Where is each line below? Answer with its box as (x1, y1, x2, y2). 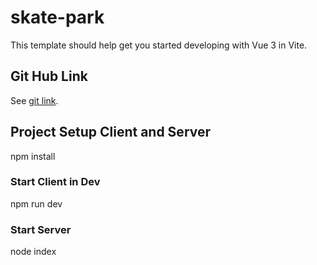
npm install (10, 150, 56, 162)
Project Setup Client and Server (10, 124, 212, 141)
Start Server (10, 222, 72, 236)
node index (10, 246, 57, 258)
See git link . (10, 94, 59, 106)
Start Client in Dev (10, 175, 101, 189)
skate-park (10, 6, 105, 29)
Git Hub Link (10, 68, 88, 85)
